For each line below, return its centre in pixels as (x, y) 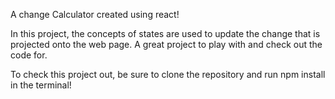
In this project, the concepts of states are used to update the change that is (165, 33)
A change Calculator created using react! (95, 14)
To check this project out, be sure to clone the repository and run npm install (168, 74)
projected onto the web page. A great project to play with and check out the (166, 44)
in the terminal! (41, 85)
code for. (29, 55)
